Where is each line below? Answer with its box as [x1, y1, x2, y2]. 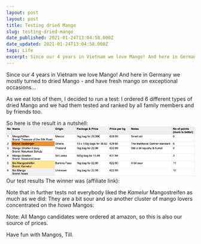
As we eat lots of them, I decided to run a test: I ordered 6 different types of [6, 95, 193, 102]
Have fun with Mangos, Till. [6, 231, 74, 238]
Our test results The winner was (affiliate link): [6, 177, 120, 184]
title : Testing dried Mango [6, 22, 77, 28]
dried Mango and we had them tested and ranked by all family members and [6, 102, 194, 109]
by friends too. [6, 108, 42, 115]
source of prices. [6, 219, 48, 227]
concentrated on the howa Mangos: [6, 201, 95, 209]
